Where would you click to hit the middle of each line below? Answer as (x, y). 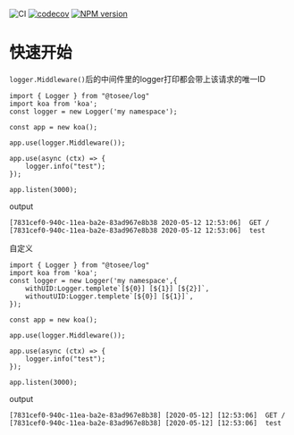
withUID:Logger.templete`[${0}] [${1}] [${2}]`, (118, 289)
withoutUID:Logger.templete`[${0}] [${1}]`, (109, 296)
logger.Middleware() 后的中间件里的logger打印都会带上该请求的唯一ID (138, 79)
